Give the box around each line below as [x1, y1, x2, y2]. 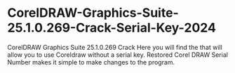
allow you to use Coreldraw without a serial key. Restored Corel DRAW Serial [7, 51, 228, 59]
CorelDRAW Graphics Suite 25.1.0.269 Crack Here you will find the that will [7, 43, 222, 51]
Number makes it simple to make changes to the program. [7, 58, 175, 66]
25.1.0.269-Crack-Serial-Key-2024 [7, 20, 216, 36]
